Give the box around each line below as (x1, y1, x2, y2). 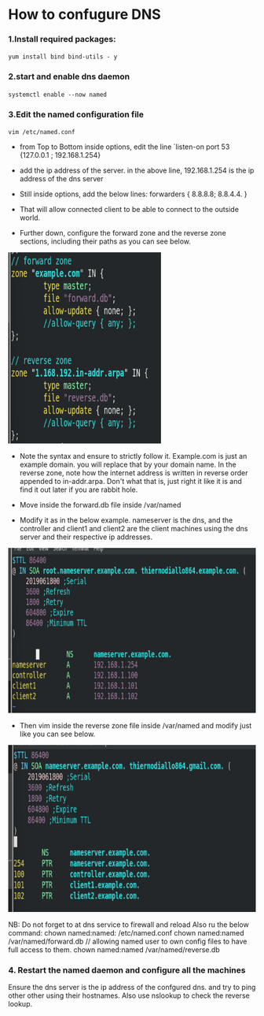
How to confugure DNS (8, 6, 161, 24)
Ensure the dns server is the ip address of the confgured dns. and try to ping (8, 983, 256, 992)
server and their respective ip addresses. (19, 532, 153, 541)
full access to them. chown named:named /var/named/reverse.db (8, 945, 220, 955)
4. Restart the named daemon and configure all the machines (8, 965, 246, 976)
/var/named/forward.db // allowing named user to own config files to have (8, 936, 247, 947)
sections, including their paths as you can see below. (19, 236, 191, 246)
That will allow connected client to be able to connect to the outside (19, 205, 240, 214)
